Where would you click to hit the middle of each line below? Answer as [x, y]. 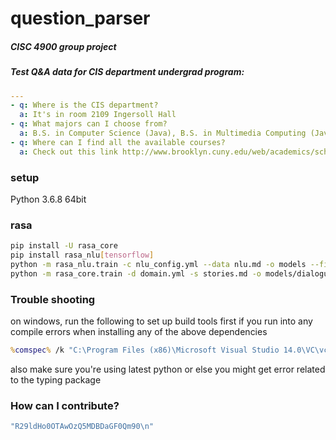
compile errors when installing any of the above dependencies [139, 332]
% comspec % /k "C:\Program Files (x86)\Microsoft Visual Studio [145, 350]
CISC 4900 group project [63, 46]
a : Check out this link [68, 152]
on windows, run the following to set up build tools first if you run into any [161, 321]
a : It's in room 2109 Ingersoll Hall [98, 115]
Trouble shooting [53, 299]
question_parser [80, 18]
